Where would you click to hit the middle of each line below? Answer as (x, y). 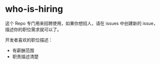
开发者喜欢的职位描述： (29, 40)
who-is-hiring (34, 9)
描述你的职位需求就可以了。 (33, 29)
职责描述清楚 (25, 56)
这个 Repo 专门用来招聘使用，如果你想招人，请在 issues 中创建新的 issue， (81, 23)
